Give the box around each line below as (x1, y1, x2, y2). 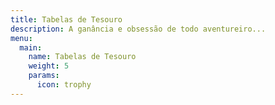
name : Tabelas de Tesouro (28, 52, 137, 62)
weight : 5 (28, 61, 70, 71)
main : (19, 42, 43, 53)
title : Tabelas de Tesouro (10, 14, 123, 25)
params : (28, 71, 60, 81)
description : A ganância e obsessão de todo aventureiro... (10, 24, 267, 34)
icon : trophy (36, 80, 92, 90)
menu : (10, 33, 33, 43)
